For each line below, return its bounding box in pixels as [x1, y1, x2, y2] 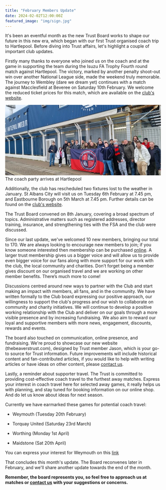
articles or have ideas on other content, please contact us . [5, 361, 124, 367]
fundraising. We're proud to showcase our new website [5, 340, 118, 346]
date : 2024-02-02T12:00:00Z [5, 13, 63, 18]
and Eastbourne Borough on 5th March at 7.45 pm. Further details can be [5, 196, 154, 202]
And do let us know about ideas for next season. [5, 392, 104, 398]
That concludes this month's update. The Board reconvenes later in [5, 459, 142, 465]
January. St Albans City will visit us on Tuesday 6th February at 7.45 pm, [5, 191, 152, 197]
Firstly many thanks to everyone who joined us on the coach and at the [5, 58, 150, 64]
